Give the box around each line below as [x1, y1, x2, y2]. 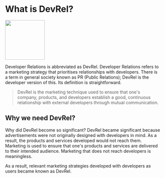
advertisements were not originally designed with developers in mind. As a [5, 132, 157, 138]
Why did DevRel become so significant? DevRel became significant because [5, 127, 161, 133]
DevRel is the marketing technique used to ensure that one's [17, 89, 140, 95]
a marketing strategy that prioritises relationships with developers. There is [5, 69, 158, 75]
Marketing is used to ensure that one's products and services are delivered [5, 142, 158, 149]
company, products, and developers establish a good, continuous [17, 94, 151, 100]
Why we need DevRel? [5, 114, 76, 122]
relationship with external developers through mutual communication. [17, 99, 159, 105]
